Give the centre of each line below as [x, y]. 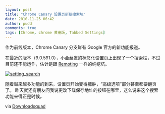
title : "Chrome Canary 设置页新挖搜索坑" [45, 14]
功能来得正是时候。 [25, 96]
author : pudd [19, 23]
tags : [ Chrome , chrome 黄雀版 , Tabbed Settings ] [55, 33]
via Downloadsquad [26, 106]
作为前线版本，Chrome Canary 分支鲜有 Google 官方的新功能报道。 [74, 47]
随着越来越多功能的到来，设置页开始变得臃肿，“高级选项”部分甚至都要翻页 [81, 84]
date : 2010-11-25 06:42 [30, 19]
